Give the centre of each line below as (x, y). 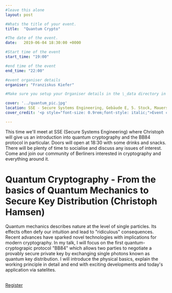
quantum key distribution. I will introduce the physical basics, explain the (82, 259)
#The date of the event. (32, 38)
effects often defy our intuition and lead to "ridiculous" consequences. (80, 232)
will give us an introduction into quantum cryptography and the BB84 (78, 137)
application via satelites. (31, 269)
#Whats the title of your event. (41, 24)
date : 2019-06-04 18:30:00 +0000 (43, 43)
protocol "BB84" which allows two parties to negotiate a (93, 248)
